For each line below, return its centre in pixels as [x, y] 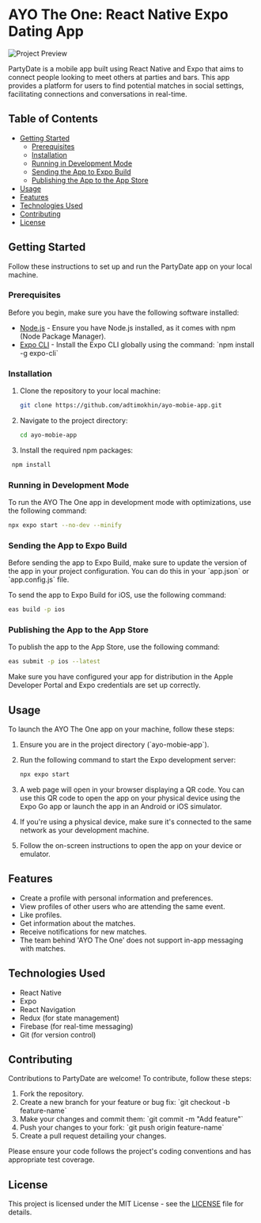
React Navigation [47, 1009]
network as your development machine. [84, 830]
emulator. [35, 854]
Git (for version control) [58, 1034]
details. [20, 1212]
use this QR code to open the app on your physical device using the [130, 797]
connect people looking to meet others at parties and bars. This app [119, 77]
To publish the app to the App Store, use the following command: [114, 647]
